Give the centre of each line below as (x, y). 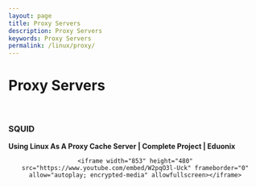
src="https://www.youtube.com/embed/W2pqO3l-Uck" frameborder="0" (135, 168)
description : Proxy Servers (56, 31)
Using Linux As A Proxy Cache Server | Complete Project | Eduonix (122, 147)
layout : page (30, 16)
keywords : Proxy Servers (50, 38)
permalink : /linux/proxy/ (52, 46)
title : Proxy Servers (45, 23)
